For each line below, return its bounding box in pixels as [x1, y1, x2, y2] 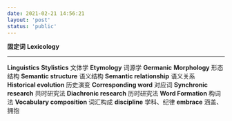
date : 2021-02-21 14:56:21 [7, 10, 85, 17]
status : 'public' [7, 23, 57, 30]
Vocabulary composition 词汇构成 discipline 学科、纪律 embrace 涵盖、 [14, 98, 223, 107]
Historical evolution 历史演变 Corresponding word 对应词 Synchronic [7, 80, 209, 89]
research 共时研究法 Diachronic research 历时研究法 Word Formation [7, 89, 207, 98]
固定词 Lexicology [7, 43, 60, 51]
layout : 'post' [7, 16, 51, 23]
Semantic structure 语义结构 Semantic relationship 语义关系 [20, 72, 195, 80]
